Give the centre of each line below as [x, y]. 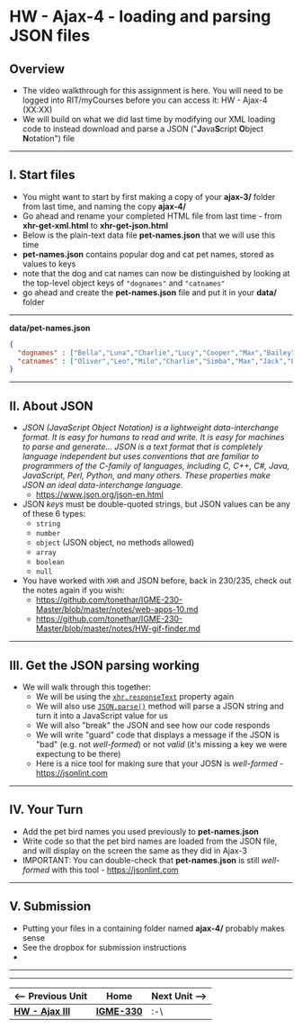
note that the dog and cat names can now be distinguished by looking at [156, 273]
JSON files [50, 36]
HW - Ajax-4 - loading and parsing [140, 17]
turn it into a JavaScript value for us [102, 715]
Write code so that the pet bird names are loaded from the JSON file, [150, 841]
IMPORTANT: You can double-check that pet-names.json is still [141, 860]
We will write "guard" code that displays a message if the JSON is [158, 735]
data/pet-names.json [50, 328]
